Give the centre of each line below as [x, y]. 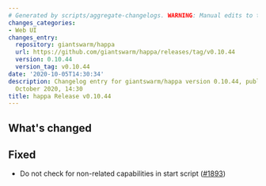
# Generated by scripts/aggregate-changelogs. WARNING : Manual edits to [131, 15]
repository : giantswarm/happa [65, 45]
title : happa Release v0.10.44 [60, 96]
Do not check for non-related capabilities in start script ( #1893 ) [123, 173]
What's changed [50, 128]
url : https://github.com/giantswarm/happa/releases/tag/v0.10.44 [125, 52]
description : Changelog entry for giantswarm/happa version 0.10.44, [125, 81]
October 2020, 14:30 [49, 89]
